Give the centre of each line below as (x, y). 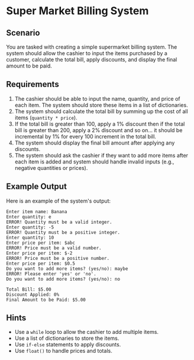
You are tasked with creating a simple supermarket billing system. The (92, 47)
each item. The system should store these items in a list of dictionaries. (101, 105)
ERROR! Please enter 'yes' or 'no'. (51, 274)
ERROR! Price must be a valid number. (54, 248)
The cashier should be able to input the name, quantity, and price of (97, 98)
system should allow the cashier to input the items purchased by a (87, 53)
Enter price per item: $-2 (39, 253)
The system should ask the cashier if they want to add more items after (101, 155)
